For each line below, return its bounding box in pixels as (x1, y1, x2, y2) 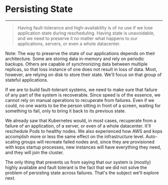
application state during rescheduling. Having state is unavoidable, (17, 30, 155, 36)
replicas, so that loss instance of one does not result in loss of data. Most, (5, 66, 157, 72)
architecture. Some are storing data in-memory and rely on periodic (5, 55, 144, 61)
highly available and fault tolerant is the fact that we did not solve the (5, 164, 147, 170)
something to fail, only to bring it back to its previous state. (5, 107, 126, 113)
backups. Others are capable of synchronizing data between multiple (5, 61, 148, 67)
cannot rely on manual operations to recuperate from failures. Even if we (5, 97, 154, 103)
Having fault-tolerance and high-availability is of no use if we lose (17, 24, 153, 30)
